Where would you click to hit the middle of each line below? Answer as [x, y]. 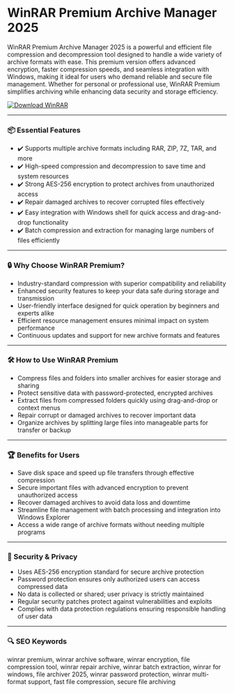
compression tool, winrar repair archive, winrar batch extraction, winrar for [114, 666]
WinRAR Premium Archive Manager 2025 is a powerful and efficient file [110, 47]
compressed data [42, 587]
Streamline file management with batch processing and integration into [119, 510]
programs [31, 532]
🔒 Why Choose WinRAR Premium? [66, 265]
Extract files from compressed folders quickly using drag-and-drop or [117, 400]
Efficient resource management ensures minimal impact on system [113, 320]
